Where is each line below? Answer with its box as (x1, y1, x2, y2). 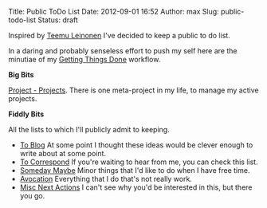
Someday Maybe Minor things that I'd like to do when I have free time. (19, 166, 250, 175)
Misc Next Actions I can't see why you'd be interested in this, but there (19, 182, 253, 192)
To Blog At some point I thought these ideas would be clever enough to (19, 140, 253, 150)
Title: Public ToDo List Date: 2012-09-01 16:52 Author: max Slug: (8, 7, 219, 16)
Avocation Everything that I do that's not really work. (19, 175, 193, 183)
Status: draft (37, 15, 78, 25)
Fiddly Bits (8, 109, 45, 119)
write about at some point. (19, 149, 106, 158)
